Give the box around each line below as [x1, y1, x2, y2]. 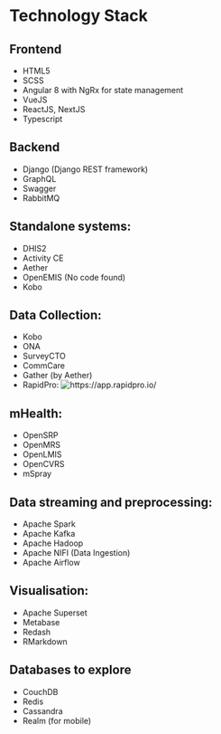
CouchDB [22, 686, 59, 697]
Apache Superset [22, 607, 87, 618]
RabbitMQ [22, 192, 60, 204]
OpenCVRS [22, 459, 65, 470]
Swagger [22, 183, 57, 194]
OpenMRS [22, 440, 61, 451]
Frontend [9, 42, 62, 57]
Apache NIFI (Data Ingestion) [22, 548, 131, 558]
